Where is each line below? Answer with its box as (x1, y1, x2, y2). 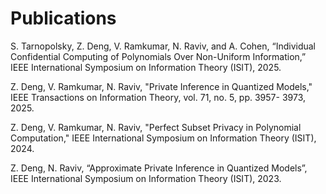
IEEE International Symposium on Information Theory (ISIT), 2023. (10, 172, 282, 184)
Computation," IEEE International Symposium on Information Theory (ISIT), (10, 132, 317, 144)
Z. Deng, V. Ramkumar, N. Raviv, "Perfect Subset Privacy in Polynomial (10, 121, 302, 133)
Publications (10, 7, 117, 30)
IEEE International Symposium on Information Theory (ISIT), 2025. (10, 61, 282, 73)
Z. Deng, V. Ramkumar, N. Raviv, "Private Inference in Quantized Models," (10, 80, 313, 92)
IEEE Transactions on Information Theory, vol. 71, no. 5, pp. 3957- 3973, (10, 91, 307, 103)
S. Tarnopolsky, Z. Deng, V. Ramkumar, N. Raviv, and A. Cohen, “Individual (10, 40, 317, 52)
